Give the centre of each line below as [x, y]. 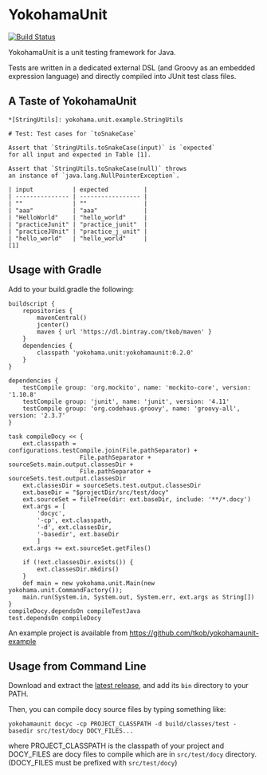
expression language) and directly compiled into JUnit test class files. [122, 76]
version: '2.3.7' [37, 415]
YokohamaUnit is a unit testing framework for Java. [92, 52]
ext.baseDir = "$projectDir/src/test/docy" [96, 492]
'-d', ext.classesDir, [75, 527]
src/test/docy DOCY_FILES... [85, 731]
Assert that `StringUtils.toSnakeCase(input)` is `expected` [112, 148]
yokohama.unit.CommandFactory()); [66, 590]
